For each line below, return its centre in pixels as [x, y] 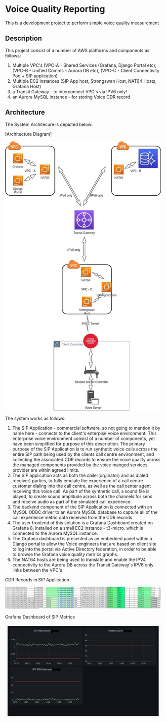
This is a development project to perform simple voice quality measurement [82, 23]
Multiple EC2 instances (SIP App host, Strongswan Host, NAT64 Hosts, [84, 81]
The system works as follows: [35, 418]
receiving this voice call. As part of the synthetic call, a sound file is [81, 491]
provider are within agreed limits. [46, 470]
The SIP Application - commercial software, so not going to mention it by [86, 428]
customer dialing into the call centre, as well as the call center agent [82, 486]
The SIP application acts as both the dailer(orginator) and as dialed [80, 475]
